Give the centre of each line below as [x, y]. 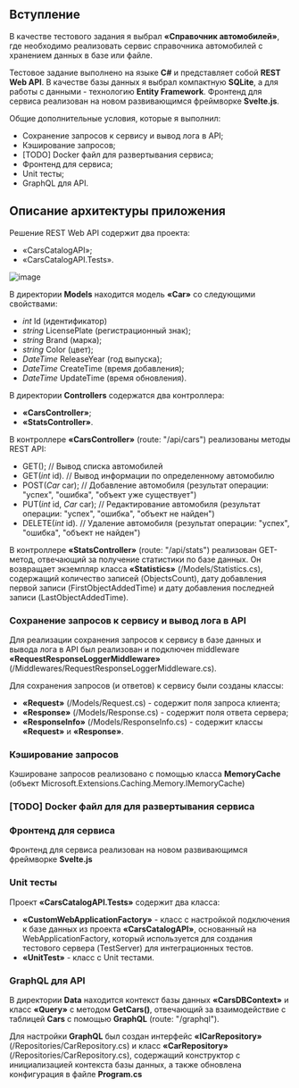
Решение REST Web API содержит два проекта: [100, 232]
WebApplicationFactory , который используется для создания [137, 938]
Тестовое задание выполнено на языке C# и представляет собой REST [145, 72]
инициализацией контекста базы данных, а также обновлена [126, 1065]
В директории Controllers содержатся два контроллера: [117, 395]
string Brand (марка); [62, 339]
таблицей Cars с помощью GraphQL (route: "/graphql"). [115, 1019]
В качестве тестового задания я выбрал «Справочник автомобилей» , [145, 36]
